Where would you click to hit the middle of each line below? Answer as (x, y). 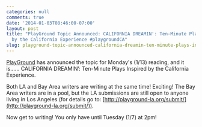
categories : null (28, 12)
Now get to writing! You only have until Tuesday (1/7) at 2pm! (82, 117)
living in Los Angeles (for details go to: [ (56, 99)
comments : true (25, 17)
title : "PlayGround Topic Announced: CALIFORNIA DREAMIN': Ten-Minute (96, 34)
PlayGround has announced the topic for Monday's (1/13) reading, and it (95, 62)
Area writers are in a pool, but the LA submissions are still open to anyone (97, 93)
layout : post (23, 28)
